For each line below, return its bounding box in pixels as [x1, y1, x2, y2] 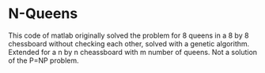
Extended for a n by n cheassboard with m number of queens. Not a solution [8, 47, 258, 57]
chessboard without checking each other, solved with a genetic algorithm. [8, 38, 250, 48]
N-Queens [8, 5, 78, 23]
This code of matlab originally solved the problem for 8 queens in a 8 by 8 [8, 31, 249, 40]
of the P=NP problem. [8, 56, 79, 65]
